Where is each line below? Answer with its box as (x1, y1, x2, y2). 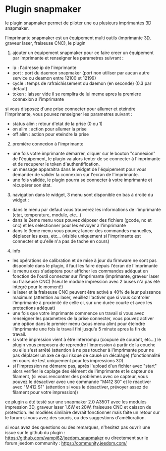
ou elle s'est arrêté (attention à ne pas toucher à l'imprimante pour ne (12, 347, 155, 353)
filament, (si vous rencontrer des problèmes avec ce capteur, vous (12, 373, 148, 379)
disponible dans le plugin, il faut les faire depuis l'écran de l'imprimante (12, 262, 158, 268)
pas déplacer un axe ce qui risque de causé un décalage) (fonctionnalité (12, 352, 161, 358)
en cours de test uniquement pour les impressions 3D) (12, 357, 124, 363)
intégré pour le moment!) (12, 284, 63, 290)
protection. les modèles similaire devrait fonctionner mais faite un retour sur (5, 409, 160, 415)
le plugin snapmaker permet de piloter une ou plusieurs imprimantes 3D (5, 20, 152, 26)
